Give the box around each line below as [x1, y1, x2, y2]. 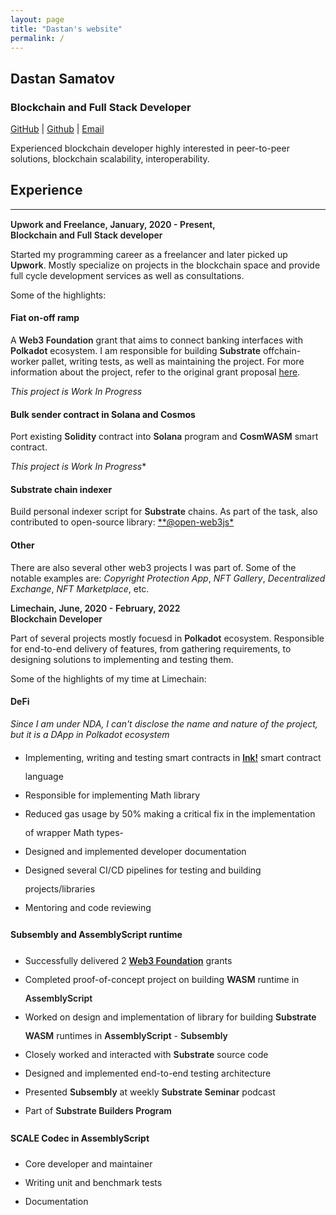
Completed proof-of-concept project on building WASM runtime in [24, 974, 300, 986]
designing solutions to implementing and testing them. [10, 653, 234, 665]
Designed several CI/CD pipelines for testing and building [24, 864, 262, 876]
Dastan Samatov [10, 70, 116, 87]
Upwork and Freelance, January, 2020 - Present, [10, 218, 216, 230]
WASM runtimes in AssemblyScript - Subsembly [24, 1030, 228, 1042]
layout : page [10, 14, 65, 25]
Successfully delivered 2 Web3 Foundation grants [24, 955, 233, 967]
